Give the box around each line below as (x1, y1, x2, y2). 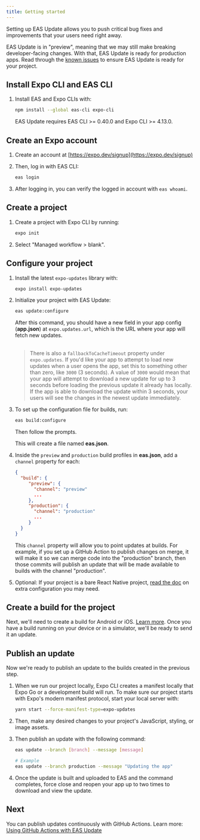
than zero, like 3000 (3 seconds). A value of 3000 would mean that (29, 369, 190, 376)
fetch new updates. (14, 332, 63, 339)
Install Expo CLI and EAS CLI (6, 80, 113, 90)
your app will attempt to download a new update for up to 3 (29, 375, 176, 382)
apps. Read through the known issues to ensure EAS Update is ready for (6, 56, 184, 63)
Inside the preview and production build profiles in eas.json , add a (14, 452, 178, 459)
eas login (14, 174, 40, 180)
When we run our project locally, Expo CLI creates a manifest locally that (14, 682, 194, 690)
